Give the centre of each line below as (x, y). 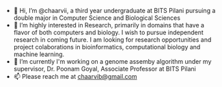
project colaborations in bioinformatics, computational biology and (107, 47)
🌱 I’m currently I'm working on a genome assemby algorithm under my (112, 61)
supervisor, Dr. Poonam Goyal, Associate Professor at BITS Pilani (105, 69)
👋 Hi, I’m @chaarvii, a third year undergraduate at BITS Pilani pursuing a (114, 11)
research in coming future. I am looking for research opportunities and (112, 40)
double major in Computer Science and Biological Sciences (97, 18)
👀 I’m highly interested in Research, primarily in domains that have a (109, 25)
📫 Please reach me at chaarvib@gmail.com (75, 76)
